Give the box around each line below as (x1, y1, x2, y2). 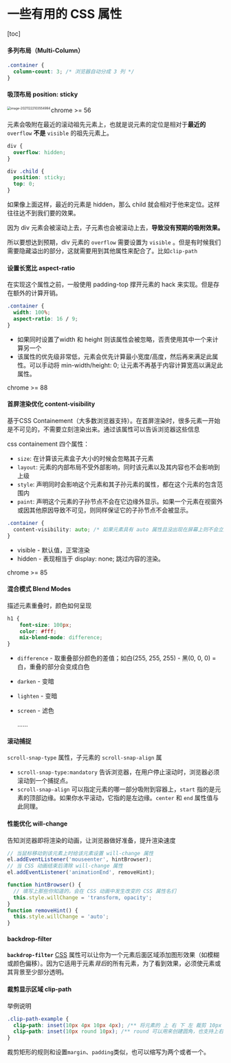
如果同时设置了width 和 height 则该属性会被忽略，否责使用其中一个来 (16, 335, 213, 343)
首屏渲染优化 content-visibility (7, 400, 96, 408)
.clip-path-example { (7, 1016, 69, 1022)
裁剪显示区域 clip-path (7, 985, 72, 994)
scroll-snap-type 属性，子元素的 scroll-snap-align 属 (7, 753, 163, 762)
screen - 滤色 (16, 707, 55, 715)
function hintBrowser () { (7, 881, 81, 888)
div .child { (7, 168, 45, 175)
